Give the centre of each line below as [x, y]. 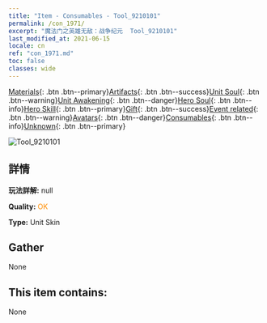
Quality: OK [28, 206]
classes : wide [32, 69]
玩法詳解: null [31, 190]
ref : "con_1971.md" [41, 53]
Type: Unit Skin [34, 222]
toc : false [27, 62]
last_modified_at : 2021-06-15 [59, 38]
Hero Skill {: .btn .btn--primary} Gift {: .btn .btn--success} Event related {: [141, 108]
